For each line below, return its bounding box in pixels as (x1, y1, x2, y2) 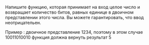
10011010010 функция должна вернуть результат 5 (5, 34, 112, 40)
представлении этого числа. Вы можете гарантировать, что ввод (5, 15, 144, 20)
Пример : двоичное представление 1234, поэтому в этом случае (5, 29, 143, 35)
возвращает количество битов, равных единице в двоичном (5, 9, 134, 15)
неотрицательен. (5, 20, 41, 25)
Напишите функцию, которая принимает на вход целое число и (5, 4, 140, 10)
